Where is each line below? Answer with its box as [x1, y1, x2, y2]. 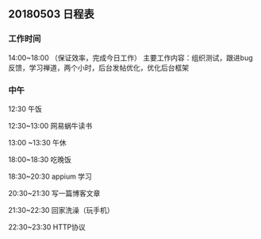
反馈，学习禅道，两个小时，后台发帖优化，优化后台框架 [8, 63, 189, 72]
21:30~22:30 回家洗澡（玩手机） [8, 205, 115, 214]
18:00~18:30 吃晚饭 [8, 154, 72, 164]
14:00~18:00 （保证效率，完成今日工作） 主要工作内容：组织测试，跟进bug [8, 52, 254, 62]
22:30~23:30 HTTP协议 [8, 222, 86, 232]
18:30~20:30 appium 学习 [8, 172, 93, 181]
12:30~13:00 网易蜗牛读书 [8, 121, 93, 130]
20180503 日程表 [8, 7, 95, 21]
